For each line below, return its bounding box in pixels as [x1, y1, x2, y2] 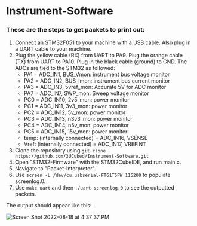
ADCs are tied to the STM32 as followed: [14, 65, 115, 72]
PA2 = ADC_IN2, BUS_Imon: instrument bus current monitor [23, 77, 170, 84]
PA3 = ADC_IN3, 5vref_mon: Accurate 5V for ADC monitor [23, 84, 167, 91]
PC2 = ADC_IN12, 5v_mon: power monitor [23, 109, 126, 116]
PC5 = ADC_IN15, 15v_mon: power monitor [23, 128, 128, 135]
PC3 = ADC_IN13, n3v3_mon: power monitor [23, 115, 133, 123]
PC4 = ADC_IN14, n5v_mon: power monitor [23, 121, 130, 129]
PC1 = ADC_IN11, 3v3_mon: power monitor [23, 103, 128, 110]
